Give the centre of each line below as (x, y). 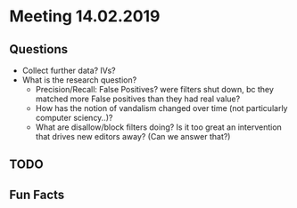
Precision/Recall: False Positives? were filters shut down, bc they (155, 89)
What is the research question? (79, 80)
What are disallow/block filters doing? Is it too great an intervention (159, 127)
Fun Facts (37, 194)
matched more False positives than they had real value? (138, 99)
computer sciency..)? (74, 118)
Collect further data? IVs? (69, 70)
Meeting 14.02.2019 (85, 16)
